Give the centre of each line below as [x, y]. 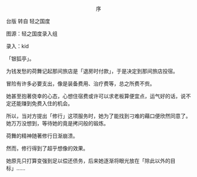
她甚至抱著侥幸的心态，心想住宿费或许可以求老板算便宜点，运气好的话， [93, 96]
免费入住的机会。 [52, 103]
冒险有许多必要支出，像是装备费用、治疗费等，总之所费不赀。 [81, 84]
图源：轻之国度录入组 [32, 34]
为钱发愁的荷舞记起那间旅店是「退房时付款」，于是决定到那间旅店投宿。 [92, 71]
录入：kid [18, 46]
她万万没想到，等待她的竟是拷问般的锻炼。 [57, 123]
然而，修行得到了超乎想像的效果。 [47, 148]
